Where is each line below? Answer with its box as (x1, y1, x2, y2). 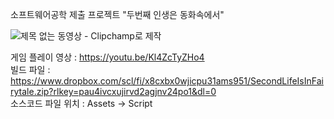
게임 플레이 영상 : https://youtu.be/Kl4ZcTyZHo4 (10, 51, 205, 63)
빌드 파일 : (10, 64, 51, 75)
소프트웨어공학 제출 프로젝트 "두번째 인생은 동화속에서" (10, 9, 225, 20)
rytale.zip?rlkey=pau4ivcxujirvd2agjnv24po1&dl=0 (10, 86, 217, 97)
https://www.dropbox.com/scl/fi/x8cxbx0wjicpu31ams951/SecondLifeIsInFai (10, 75, 324, 87)
